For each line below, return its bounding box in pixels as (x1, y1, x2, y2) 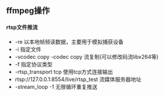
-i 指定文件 (14, 46, 42, 53)
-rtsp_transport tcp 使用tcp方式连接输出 (14, 68, 113, 75)
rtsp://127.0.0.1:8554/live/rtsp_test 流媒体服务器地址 (14, 76, 142, 83)
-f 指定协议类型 (14, 61, 53, 68)
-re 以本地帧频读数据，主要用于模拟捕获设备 (14, 38, 124, 45)
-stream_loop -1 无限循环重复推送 (14, 83, 98, 90)
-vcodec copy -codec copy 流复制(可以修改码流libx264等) (14, 53, 159, 60)
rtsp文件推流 (6, 23, 38, 31)
